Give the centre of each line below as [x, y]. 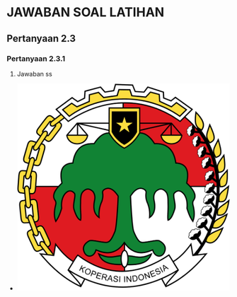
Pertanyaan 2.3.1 [36, 59]
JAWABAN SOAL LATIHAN [86, 12]
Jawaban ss [34, 74]
